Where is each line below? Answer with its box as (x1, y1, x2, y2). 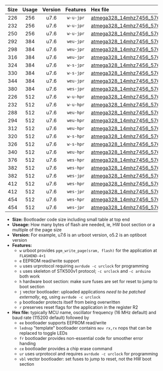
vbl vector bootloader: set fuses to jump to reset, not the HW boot (19, 356, 152, 362)
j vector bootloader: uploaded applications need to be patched (19, 289, 146, 295)
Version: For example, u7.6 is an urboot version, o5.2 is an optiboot (12, 232, 147, 238)
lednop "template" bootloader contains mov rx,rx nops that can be (19, 325, 152, 331)
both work (19, 273, 40, 279)
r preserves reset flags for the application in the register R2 (19, 304, 138, 310)
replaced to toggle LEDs (19, 330, 68, 336)
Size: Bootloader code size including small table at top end (12, 216, 130, 222)
